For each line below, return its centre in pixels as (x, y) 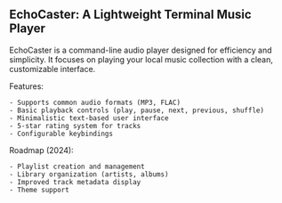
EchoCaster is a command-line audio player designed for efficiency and (141, 50)
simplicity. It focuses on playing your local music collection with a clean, (141, 59)
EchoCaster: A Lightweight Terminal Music (130, 15)
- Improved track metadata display (75, 182)
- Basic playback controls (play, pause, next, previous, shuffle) (137, 110)
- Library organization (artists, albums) (89, 174)
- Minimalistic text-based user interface (89, 118)
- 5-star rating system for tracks (75, 126)
